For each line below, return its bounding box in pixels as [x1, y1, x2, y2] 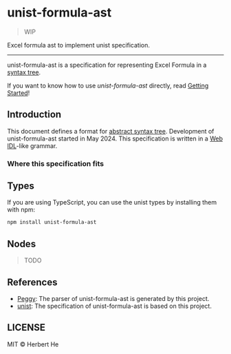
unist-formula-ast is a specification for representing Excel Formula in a [7, 61, 207, 69]
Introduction [7, 109, 62, 121]
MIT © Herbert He [7, 340, 59, 348]
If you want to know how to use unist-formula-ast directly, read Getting [7, 81, 209, 90]
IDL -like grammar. [7, 141, 58, 149]
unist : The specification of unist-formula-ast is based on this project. [16, 302, 212, 310]
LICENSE [7, 322, 46, 333]
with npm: [7, 205, 36, 214]
